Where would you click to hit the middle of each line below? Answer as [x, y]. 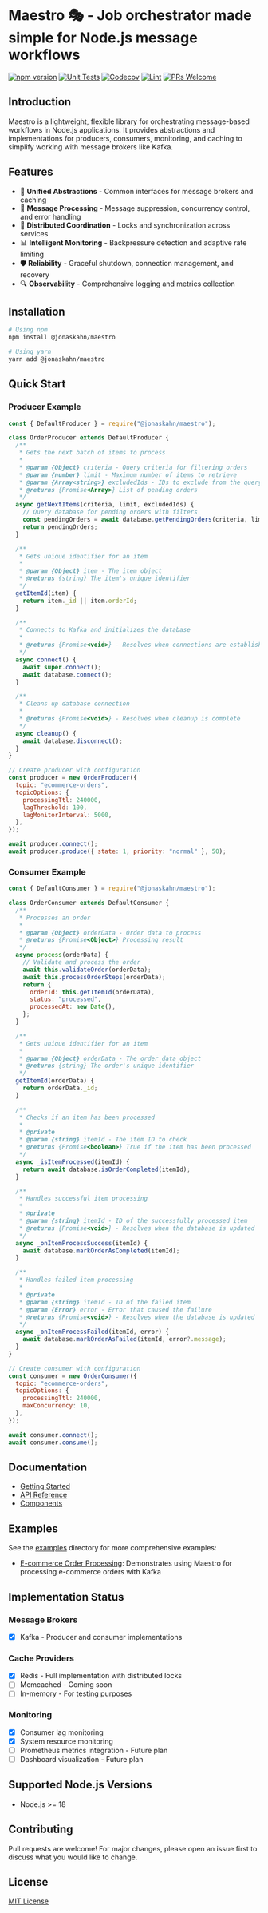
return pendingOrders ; [60, 527]
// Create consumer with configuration [75, 1368]
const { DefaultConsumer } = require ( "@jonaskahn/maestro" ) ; [112, 889]
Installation [37, 311]
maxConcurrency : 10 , [57, 1406]
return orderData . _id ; [60, 1088]
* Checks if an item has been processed [87, 1117]
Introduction [40, 102]
